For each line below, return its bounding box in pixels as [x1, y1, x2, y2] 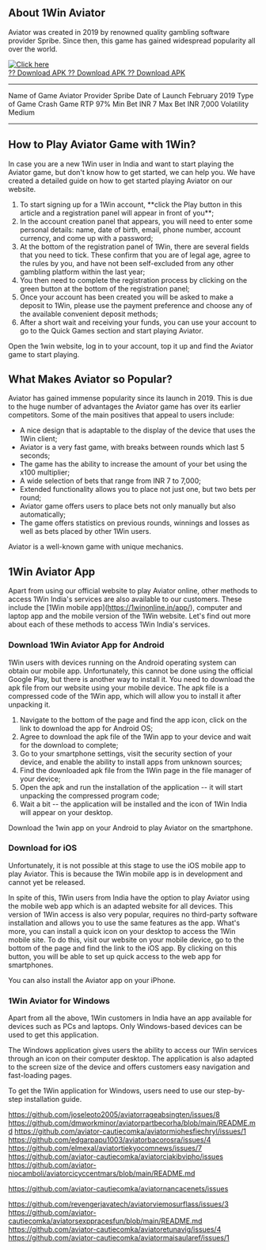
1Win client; [19, 434, 58, 444]
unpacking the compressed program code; [19, 791, 160, 800]
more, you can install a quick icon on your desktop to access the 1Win [8, 926, 236, 936]
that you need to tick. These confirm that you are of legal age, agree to [19, 250, 251, 260]
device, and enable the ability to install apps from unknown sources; [19, 756, 243, 767]
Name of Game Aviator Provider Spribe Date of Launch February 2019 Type [8, 90, 254, 100]
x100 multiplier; [19, 467, 70, 478]
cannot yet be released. [8, 877, 85, 886]
